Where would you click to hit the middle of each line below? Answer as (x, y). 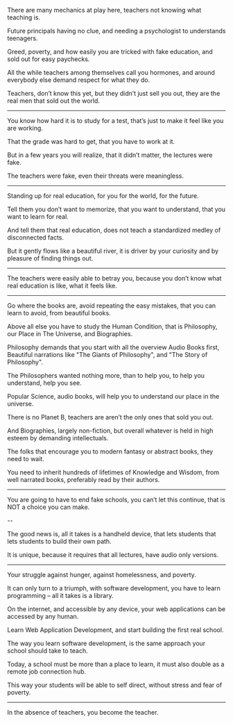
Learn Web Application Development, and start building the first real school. (115, 630)
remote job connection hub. (47, 672)
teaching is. (24, 17)
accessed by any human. (43, 616)
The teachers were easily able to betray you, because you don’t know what (114, 278)
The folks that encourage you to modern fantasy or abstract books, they (110, 451)
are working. (25, 128)
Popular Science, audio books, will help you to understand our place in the (113, 396)
